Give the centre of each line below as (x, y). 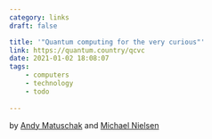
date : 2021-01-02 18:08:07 (59, 59)
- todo (37, 91)
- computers (47, 75)
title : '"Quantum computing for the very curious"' (107, 42)
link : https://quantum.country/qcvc (77, 50)
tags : (19, 67)
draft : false (33, 26)
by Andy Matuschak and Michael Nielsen (84, 125)
